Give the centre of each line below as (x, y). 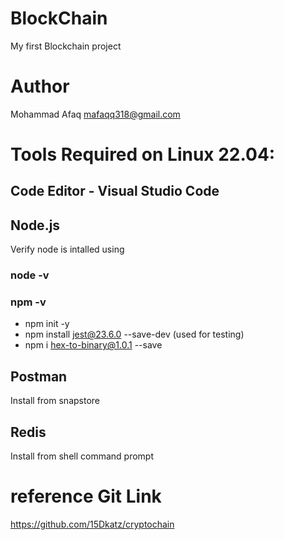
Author (40, 86)
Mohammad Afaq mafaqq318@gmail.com (95, 114)
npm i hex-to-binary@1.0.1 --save (93, 345)
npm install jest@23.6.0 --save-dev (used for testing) (134, 334)
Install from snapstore (55, 401)
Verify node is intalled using (67, 249)
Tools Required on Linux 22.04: (143, 154)
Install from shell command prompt (82, 456)
